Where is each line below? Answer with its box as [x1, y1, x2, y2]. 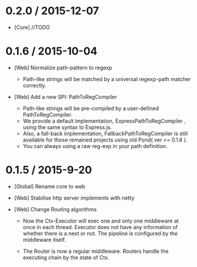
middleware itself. [22, 236, 66, 243]
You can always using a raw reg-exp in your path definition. [22, 142, 168, 149]
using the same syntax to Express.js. [22, 123, 112, 131]
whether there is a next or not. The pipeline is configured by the [22, 230, 178, 237]
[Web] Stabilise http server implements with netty [14, 194, 135, 201]
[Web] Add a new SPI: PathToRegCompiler [14, 93, 117, 100]
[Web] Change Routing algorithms [14, 205, 97, 213]
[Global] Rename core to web [14, 182, 86, 190]
